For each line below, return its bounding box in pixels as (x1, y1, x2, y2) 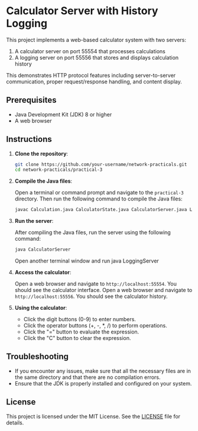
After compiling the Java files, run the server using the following (14, 229, 171, 236)
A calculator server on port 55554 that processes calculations (14, 47, 165, 54)
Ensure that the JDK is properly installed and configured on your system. (14, 380, 192, 387)
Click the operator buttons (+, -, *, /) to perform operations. (23, 322, 167, 329)
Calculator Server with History (6, 4, 158, 18)
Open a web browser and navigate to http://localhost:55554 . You (14, 280, 177, 287)
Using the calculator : (14, 304, 67, 312)
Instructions (6, 134, 52, 144)
